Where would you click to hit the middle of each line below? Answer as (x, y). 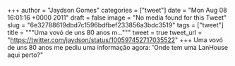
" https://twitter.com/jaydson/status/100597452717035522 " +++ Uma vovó (115, 40)
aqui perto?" (25, 55)
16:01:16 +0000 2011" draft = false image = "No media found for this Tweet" (117, 18)
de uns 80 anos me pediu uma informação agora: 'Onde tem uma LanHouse (117, 47)
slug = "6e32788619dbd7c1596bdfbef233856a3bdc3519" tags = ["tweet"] (116, 25)
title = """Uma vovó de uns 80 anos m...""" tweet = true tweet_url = (105, 32)
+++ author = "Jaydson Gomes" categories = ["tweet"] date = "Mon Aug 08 (117, 10)
